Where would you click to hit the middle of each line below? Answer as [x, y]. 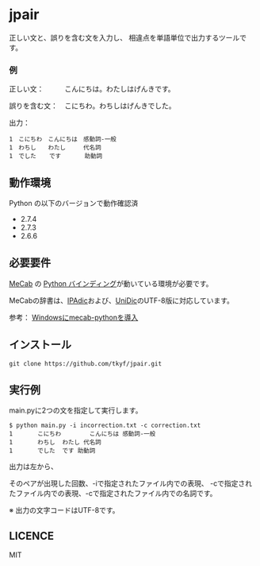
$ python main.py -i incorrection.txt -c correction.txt [105, 426]
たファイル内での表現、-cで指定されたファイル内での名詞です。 [113, 494]
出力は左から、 [33, 467]
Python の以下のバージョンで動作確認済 [74, 204]
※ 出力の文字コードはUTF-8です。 [64, 510]
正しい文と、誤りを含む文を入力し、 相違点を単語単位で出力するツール [124, 37]
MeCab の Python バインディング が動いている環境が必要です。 [111, 283]
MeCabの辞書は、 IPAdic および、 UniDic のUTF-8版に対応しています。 [122, 300]
